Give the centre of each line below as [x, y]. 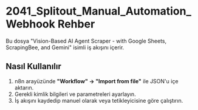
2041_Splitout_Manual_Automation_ [99, 11]
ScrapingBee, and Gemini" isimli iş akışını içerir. [65, 47]
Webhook [31, 24]
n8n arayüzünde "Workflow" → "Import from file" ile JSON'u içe [96, 81]
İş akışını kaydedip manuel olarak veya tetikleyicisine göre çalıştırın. [99, 100]
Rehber [76, 24]
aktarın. [24, 88]
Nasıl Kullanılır [34, 67]
